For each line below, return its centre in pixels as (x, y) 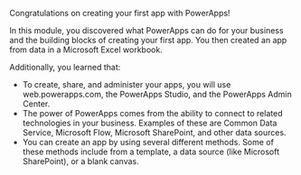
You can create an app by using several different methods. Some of (148, 142)
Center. (36, 104)
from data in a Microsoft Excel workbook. (86, 50)
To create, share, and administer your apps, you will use (127, 84)
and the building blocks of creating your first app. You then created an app (148, 40)
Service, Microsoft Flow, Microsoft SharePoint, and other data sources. (154, 133)
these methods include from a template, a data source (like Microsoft (151, 152)
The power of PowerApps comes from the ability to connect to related (152, 113)
